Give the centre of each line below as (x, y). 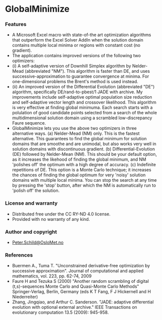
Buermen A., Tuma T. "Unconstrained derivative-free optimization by (81, 266)
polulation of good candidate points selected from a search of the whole (84, 113)
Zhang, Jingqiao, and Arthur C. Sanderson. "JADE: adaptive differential (83, 302)
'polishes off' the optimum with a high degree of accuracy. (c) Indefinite (84, 165)
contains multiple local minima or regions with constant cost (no (76, 45)
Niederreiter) (25, 297)
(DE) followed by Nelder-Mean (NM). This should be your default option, (84, 154)
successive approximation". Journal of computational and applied (78, 271)
